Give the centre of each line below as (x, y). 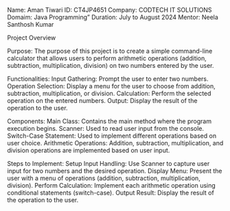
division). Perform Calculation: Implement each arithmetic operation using (112, 185)
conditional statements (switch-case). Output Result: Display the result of (111, 193)
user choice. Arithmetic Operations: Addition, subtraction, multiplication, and (115, 143)
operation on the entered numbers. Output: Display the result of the (102, 101)
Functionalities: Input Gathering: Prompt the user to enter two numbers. (108, 79)
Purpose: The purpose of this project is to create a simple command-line (110, 51)
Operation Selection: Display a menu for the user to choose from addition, (112, 86)
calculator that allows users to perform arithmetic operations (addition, (107, 58)
